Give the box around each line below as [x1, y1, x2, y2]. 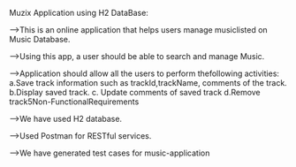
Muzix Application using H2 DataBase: [9, 8, 148, 18]
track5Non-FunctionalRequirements [9, 96, 140, 107]
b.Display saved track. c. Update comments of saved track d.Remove [9, 87, 261, 97]
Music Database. [9, 34, 71, 44]
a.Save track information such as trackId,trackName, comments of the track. [9, 78, 287, 87]
